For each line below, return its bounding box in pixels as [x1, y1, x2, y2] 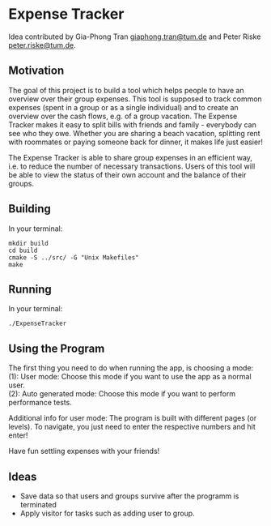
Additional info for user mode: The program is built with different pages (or [8, 413, 257, 423]
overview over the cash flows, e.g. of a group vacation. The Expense [8, 111, 238, 121]
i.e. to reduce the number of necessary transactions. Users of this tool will [8, 161, 256, 171]
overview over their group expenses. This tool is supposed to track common [8, 94, 263, 104]
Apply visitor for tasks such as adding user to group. [19, 508, 196, 518]
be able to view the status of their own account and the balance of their [8, 169, 247, 179]
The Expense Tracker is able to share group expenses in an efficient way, [8, 152, 253, 162]
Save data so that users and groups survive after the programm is [19, 491, 239, 501]
